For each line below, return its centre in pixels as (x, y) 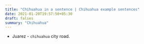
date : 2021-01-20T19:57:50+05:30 (39, 14)
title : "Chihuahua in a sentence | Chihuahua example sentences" (72, 9)
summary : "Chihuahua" (27, 23)
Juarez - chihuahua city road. (41, 36)
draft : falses (19, 18)
